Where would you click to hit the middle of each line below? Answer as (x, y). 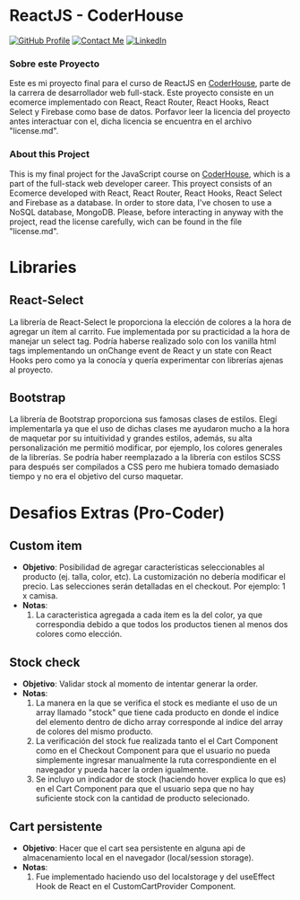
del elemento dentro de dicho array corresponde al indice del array (159, 722)
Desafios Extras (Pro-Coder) (117, 513)
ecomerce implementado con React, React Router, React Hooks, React (139, 102)
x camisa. (40, 596)
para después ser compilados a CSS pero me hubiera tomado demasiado (144, 467)
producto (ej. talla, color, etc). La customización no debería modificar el (154, 577)
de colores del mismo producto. (94, 731)
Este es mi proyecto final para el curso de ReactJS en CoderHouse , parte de (150, 83)
